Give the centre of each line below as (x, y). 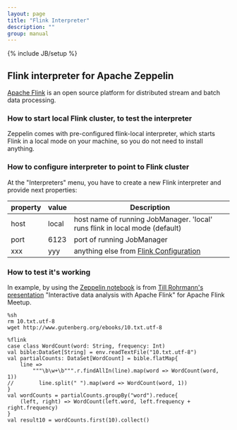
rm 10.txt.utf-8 (31, 321)
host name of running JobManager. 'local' (143, 219)
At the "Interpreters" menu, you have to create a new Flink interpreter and (114, 182)
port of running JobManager (121, 239)
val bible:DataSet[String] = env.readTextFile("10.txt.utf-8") (102, 352)
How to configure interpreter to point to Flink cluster (98, 167)
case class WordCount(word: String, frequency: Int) (86, 346)
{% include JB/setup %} (42, 54)
